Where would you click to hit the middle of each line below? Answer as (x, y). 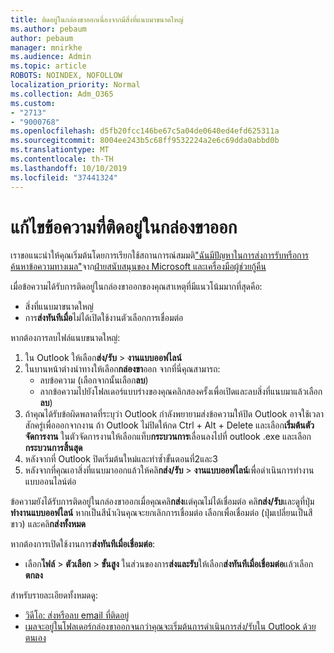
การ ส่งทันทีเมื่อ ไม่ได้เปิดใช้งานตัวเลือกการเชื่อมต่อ (104, 318)
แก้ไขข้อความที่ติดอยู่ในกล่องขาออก (124, 227)
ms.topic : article (48, 66)
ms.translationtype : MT (60, 150)
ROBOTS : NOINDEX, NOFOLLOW (66, 76)
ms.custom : (33, 103)
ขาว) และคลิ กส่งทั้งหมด (48, 524)
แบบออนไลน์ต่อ (50, 482)
